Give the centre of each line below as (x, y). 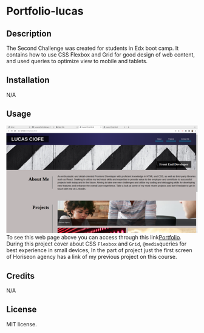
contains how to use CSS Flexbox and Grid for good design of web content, (101, 55)
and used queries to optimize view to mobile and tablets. (77, 61)
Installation (28, 80)
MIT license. (22, 324)
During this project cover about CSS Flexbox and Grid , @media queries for (97, 244)
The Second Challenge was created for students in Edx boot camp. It (93, 48)
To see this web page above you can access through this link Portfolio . (94, 238)
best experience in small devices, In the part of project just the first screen (99, 250)
